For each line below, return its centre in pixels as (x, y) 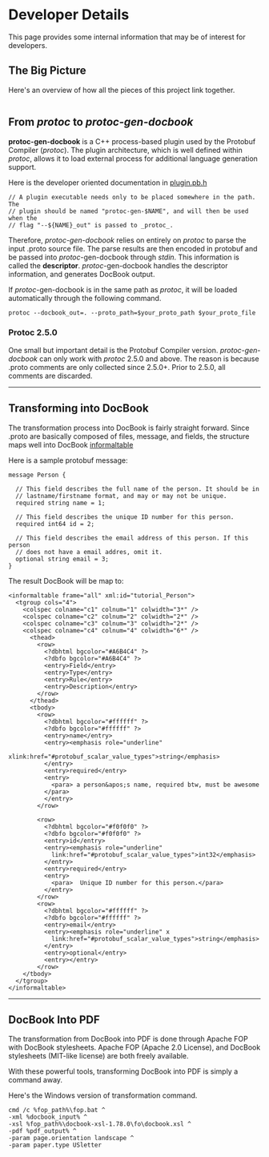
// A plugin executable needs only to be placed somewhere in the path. (132, 197)
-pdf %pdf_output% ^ (43, 1131)
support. (22, 167)
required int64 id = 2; (55, 524)
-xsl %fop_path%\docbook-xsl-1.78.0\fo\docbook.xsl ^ (100, 1124)
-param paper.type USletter (55, 1145)
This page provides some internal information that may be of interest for (127, 37)
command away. (35, 1080)
